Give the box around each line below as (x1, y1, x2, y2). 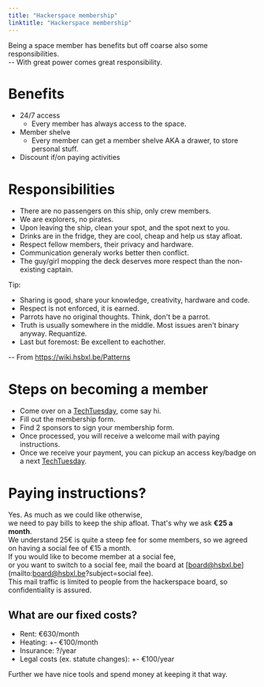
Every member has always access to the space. (31, 119, 187, 128)
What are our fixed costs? (8, 608, 138, 622)
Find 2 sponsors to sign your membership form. (19, 423, 175, 433)
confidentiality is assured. (8, 585, 92, 595)
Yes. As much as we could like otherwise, (8, 510, 143, 520)
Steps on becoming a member (8, 380, 209, 398)
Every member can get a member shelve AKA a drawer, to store (31, 136, 239, 146)
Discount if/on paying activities (19, 153, 121, 162)
